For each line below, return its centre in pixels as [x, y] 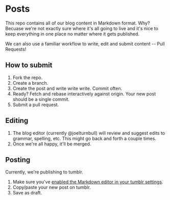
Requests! [16, 49]
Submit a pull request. [36, 105]
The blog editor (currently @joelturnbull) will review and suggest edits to [89, 133]
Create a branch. [30, 83]
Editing [17, 121]
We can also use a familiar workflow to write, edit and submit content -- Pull [85, 43]
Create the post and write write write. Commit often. [67, 88]
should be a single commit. [41, 99]
